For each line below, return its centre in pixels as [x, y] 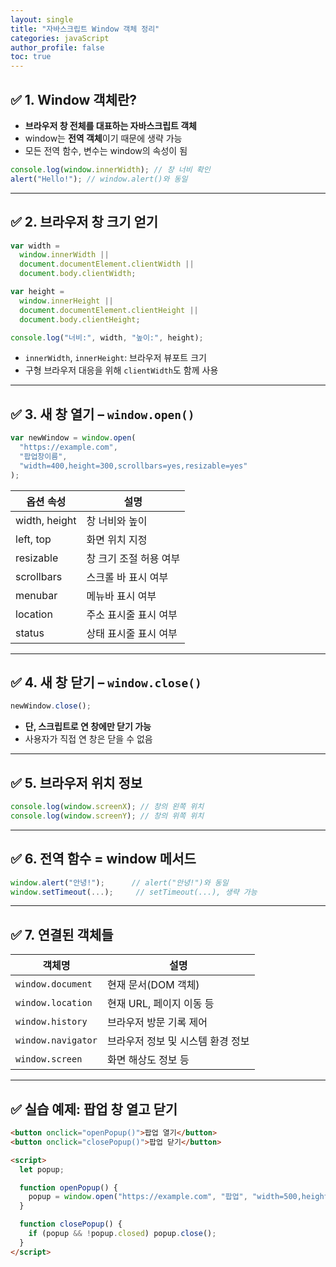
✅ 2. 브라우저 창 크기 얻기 [84, 222]
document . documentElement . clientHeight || [109, 310]
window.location [54, 1003]
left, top [33, 539]
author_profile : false [57, 47]
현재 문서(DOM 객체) [153, 985]
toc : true [31, 57]
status [30, 633]
